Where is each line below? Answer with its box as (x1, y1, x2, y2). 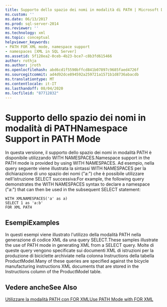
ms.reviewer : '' (5, 26, 39, 31)
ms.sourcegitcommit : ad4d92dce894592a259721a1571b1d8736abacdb (5, 72, 139, 77)
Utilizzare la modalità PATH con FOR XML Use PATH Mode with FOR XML (5, 296, 154, 302)
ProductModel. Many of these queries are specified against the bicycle (5, 258, 149, 264)
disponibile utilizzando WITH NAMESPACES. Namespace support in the (5, 155, 150, 161)
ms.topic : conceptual (5, 35, 50, 40)
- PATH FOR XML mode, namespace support (5, 44, 90, 49)
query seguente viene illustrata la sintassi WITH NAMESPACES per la (5, 165, 147, 172)
